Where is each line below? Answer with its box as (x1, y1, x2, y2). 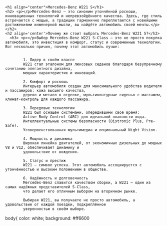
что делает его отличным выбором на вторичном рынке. (23, 189, 137, 194)
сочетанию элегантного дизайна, (5, 66, 72, 71)
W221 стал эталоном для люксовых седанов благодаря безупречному (23, 62, 162, 67)
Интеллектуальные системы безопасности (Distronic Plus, (23, 119, 144, 124)
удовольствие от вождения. (23, 149, 79, 154)
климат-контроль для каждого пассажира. (5, 97, 91, 102)
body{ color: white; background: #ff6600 (5, 215, 90, 221)
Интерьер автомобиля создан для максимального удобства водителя (23, 84, 162, 89)
